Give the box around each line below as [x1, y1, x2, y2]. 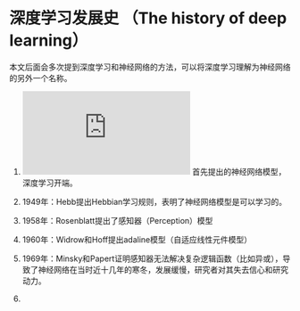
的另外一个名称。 [9, 72, 72, 83]
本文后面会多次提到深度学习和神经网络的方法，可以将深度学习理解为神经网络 [9, 61, 291, 72]
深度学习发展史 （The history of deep [9, 8, 287, 29]
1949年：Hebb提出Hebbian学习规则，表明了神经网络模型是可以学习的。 [21, 196, 287, 207]
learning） [9, 30, 88, 51]
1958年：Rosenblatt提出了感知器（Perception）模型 [21, 215, 213, 225]
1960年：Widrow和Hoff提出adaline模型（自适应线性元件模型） [21, 233, 253, 245]
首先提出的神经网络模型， [191, 166, 287, 176]
